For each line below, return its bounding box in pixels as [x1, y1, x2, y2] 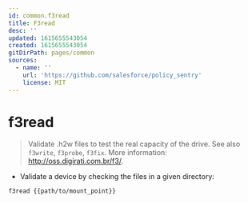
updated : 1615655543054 [8, 34, 88, 42]
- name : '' [15, 64, 52, 72]
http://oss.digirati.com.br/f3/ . [27, 157, 124, 166]
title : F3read [8, 19, 56, 27]
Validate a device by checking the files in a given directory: [19, 172, 214, 181]
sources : [8, 57, 38, 65]
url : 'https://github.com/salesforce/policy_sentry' [22, 71, 202, 79]
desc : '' [8, 26, 38, 34]
